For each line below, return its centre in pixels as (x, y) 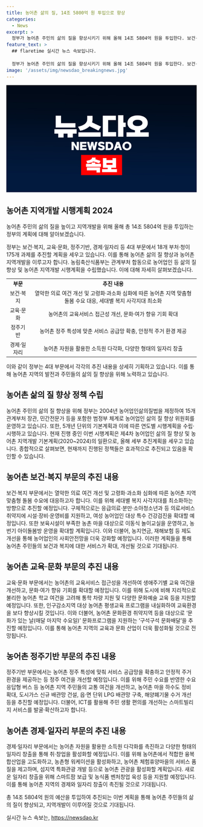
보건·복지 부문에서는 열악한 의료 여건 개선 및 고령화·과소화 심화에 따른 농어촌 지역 (101, 493)
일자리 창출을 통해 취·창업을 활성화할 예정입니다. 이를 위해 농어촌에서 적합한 (95, 754)
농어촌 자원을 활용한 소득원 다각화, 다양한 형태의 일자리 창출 (113, 348)
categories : (21, 19)
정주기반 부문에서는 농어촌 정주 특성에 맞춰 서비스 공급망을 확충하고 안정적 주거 (99, 672)
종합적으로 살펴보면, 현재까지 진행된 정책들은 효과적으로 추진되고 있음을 (103, 449)
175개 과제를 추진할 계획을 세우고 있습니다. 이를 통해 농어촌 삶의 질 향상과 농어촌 (101, 254)
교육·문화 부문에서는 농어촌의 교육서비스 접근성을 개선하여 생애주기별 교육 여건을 (101, 582)
